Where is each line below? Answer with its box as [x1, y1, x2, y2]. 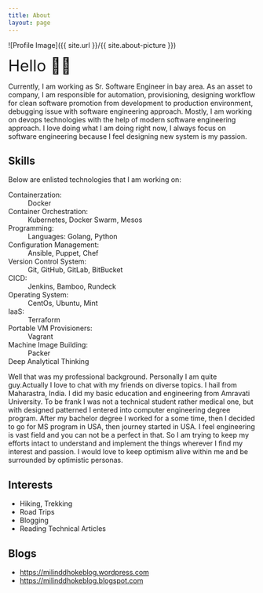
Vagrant [27, 332, 53, 341]
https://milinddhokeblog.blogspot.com [19, 576, 144, 585]
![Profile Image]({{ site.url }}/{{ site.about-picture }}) [8, 40, 177, 49]
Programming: [8, 224, 54, 233]
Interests [8, 478, 53, 491]
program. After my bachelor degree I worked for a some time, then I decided [8, 413, 255, 424]
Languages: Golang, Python [27, 232, 118, 242]
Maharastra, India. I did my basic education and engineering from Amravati [8, 389, 250, 398]
